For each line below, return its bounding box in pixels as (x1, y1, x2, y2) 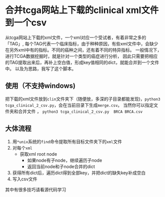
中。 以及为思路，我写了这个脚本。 (5, 65, 76, 71)
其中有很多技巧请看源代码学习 (5, 187, 66, 193)
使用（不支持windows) (5, 82, 76, 90)
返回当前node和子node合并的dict (27, 163, 95, 170)
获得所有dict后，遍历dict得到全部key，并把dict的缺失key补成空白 (12, 170, 146, 176)
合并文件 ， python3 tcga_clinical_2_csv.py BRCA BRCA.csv (18, 108, 143, 114)
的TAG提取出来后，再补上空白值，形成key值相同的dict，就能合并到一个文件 (5, 59, 160, 65)
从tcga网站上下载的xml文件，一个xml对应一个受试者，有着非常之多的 (5, 34, 147, 40)
